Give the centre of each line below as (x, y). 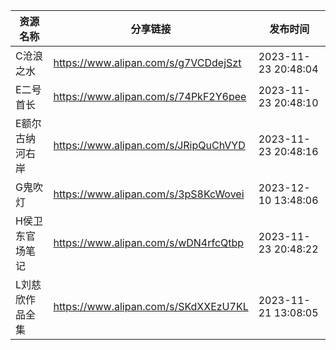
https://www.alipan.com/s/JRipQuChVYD (149, 145)
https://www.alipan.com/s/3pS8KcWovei (149, 194)
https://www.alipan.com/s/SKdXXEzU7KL (151, 306)
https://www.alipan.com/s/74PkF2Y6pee (150, 96)
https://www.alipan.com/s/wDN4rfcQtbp (149, 242)
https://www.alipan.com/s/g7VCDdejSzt (147, 62)
